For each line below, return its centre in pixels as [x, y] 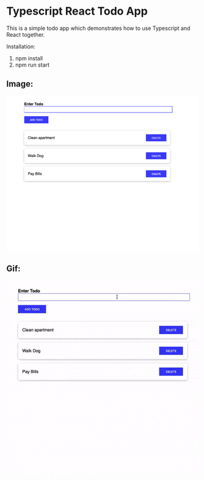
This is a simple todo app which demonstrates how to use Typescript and [98, 28]
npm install [29, 58]
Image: [20, 84]
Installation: [21, 46]
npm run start [32, 65]
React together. [26, 34]
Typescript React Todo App [77, 11]
